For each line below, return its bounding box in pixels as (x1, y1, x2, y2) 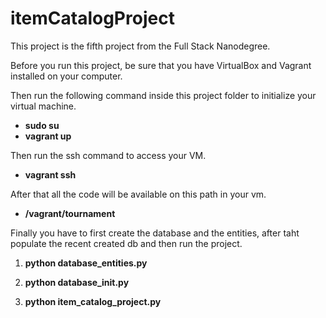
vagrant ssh (24, 168, 77, 181)
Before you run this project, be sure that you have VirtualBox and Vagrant (10, 59, 312, 71)
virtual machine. (10, 100, 77, 112)
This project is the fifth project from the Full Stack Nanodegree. (10, 40, 271, 52)
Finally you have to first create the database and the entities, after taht (10, 227, 300, 239)
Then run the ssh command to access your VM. (10, 149, 207, 161)
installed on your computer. (10, 70, 123, 82)
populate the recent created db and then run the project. (10, 237, 243, 249)
